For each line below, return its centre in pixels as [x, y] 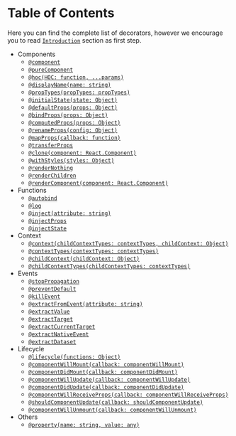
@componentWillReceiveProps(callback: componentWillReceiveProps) [128, 395]
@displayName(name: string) [69, 85]
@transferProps [50, 145]
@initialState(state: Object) [73, 100]
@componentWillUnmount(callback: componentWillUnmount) [112, 410]
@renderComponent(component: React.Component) [98, 183]
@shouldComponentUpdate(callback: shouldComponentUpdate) [116, 402]
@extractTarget [50, 319]
